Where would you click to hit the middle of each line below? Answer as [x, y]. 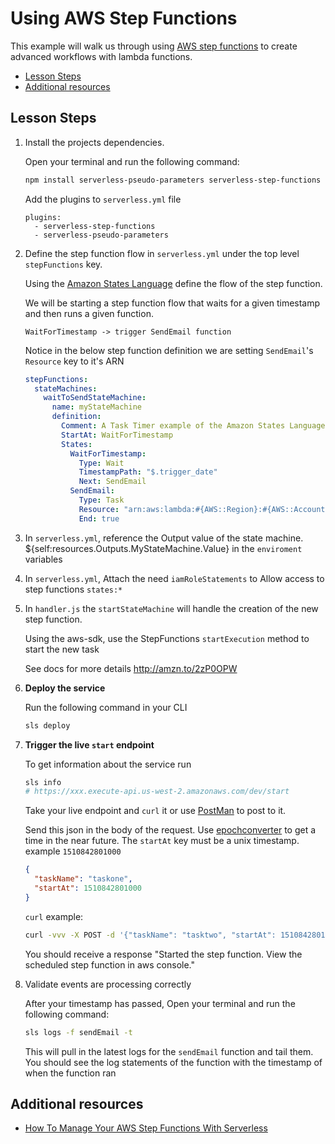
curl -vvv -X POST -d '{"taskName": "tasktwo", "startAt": [150, 935]
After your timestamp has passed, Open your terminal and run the [160, 1003]
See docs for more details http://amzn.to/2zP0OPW [131, 668]
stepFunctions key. [63, 264]
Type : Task [101, 500]
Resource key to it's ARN [74, 361]
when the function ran [70, 1073]
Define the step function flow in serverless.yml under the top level [162, 253]
